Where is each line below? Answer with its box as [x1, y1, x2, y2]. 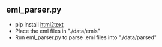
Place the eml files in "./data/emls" [14, 27, 101, 34]
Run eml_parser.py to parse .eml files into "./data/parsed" [14, 33, 157, 41]
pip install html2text [14, 20, 64, 28]
